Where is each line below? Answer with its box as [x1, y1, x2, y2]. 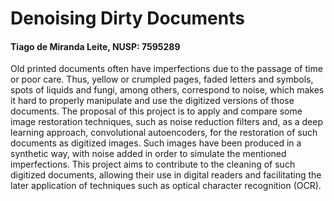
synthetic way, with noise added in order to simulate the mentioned [10, 148, 287, 160]
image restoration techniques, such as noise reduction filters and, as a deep [10, 116, 323, 128]
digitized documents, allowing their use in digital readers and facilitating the [10, 169, 322, 181]
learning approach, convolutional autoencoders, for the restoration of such [10, 127, 318, 139]
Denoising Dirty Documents [10, 7, 245, 30]
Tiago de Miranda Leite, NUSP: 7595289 [10, 40, 181, 52]
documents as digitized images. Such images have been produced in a [10, 137, 302, 149]
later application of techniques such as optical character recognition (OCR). [10, 180, 322, 192]
